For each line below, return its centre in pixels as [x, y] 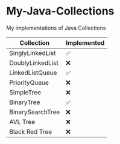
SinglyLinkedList [33, 53]
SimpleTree [25, 92]
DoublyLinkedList [34, 63]
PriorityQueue [29, 82]
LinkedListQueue [33, 73]
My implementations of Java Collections [56, 28]
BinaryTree [25, 102]
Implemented [85, 42]
